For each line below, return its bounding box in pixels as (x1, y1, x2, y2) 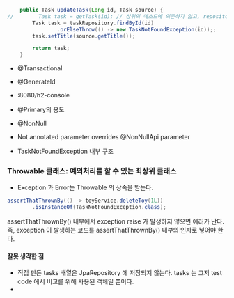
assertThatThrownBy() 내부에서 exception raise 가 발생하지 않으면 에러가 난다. (7, 217, 225, 226)
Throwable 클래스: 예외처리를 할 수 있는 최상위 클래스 (7, 166, 177, 176)
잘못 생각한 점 (7, 251, 44, 260)
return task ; (32, 45, 70, 52)
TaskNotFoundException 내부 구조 (17, 147, 114, 156)
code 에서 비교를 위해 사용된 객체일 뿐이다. (17, 277, 134, 285)
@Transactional (17, 64, 63, 72)
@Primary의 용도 (17, 105, 65, 114)
